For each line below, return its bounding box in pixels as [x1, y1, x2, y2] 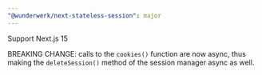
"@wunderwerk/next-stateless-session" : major [7, 11, 161, 20]
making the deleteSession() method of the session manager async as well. [7, 57, 255, 67]
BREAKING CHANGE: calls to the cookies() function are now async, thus [7, 49, 247, 58]
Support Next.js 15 [7, 34, 69, 43]
